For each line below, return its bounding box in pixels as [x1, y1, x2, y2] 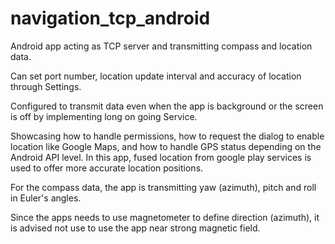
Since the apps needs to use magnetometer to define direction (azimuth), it [10, 211, 320, 223]
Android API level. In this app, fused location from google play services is [10, 151, 312, 163]
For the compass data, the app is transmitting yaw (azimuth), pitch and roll [10, 181, 317, 193]
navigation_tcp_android [10, 7, 211, 30]
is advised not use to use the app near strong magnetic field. [10, 222, 261, 234]
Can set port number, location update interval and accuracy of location [10, 70, 302, 82]
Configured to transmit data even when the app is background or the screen [10, 100, 324, 112]
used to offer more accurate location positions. [10, 162, 204, 174]
